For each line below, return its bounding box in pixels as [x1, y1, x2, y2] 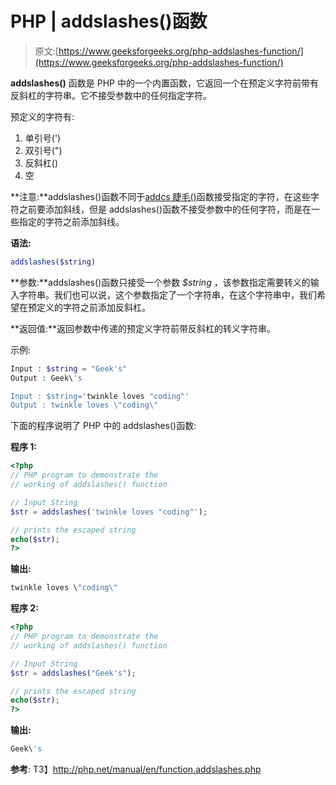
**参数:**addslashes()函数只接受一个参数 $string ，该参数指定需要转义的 [10, 276, 311, 288]
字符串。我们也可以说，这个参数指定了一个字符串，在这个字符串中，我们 [18, 288, 317, 301]
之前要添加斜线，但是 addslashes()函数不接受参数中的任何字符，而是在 [18, 203, 312, 215]
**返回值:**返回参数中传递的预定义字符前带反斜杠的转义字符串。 [10, 322, 277, 334]
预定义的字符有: [10, 110, 75, 122]
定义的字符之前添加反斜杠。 [36, 301, 151, 313]
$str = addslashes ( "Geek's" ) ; [10, 668, 137, 678]
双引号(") [24, 144, 63, 156]
